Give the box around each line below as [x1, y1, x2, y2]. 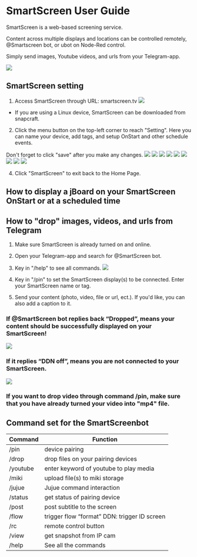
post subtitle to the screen [44, 503, 116, 511]
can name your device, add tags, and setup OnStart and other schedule [14, 133, 188, 140]
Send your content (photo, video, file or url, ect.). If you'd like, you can [14, 293, 185, 300]
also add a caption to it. [14, 300, 72, 307]
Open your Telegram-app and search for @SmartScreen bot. [14, 252, 162, 259]
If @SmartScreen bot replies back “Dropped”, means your [6, 314, 175, 323]
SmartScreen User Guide [6, 4, 131, 18]
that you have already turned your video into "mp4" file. [6, 399, 170, 408]
